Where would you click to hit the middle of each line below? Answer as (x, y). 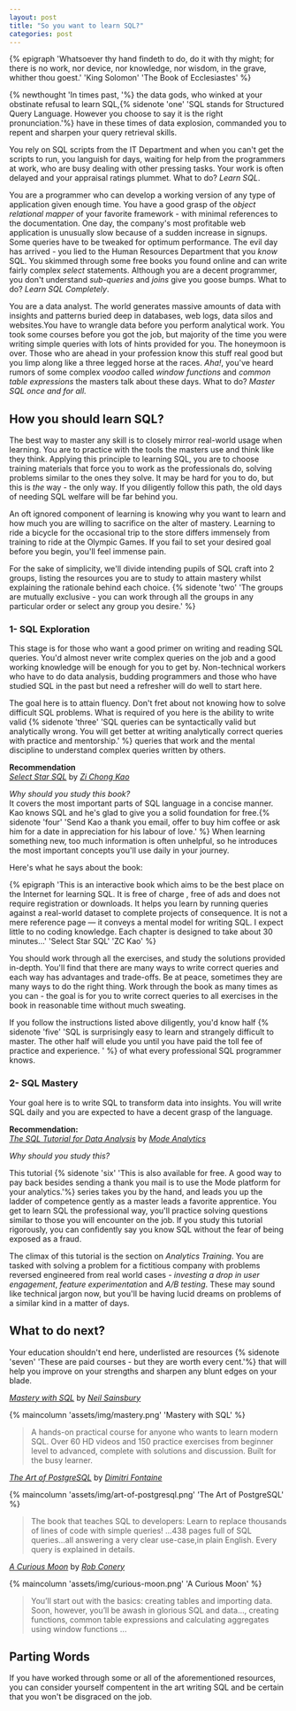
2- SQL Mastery (44, 1083)
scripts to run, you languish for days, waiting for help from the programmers (147, 159)
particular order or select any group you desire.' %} (102, 607)
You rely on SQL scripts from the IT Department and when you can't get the (147, 150)
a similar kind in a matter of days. (69, 1303)
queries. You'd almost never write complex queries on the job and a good (143, 658)
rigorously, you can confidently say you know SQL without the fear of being (147, 1229)
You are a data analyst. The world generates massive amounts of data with (145, 306)
